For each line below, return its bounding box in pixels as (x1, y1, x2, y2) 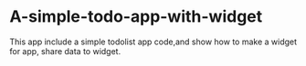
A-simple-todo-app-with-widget (9, 6, 263, 27)
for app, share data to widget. (9, 45, 121, 56)
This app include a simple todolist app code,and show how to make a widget (9, 36, 298, 47)
